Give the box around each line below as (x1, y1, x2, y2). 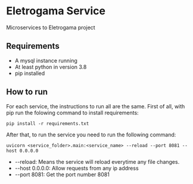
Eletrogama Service (6, 4, 106, 18)
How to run (6, 87, 48, 97)
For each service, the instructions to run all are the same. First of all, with (6, 102, 185, 110)
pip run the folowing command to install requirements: (6, 109, 139, 116)
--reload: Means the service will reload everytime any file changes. (14, 158, 180, 165)
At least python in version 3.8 (14, 63, 87, 70)
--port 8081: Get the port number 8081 (14, 171, 110, 178)
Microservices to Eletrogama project (6, 24, 95, 31)
